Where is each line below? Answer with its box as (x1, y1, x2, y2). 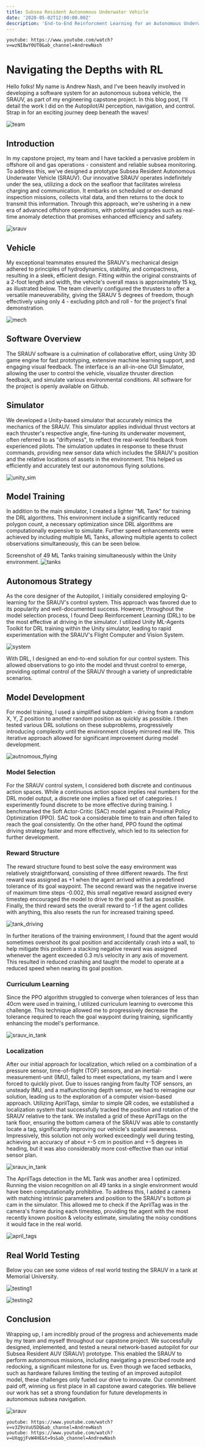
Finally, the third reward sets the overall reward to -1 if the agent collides (6, 902, 188, 909)
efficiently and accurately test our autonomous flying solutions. (6, 462, 165, 469)
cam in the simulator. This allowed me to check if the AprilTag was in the (6, 1201, 188, 1209)
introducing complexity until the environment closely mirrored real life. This (6, 728, 195, 735)
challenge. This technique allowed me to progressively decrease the (6, 1006, 178, 1014)
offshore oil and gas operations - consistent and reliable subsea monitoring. (6, 161, 197, 169)
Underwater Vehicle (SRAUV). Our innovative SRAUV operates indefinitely (6, 174, 192, 181)
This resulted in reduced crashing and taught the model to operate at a (6, 958, 184, 965)
